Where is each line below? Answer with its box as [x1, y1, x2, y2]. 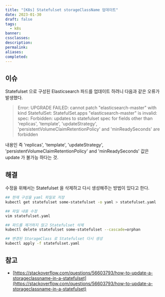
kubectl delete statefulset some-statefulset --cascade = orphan [5, 227, 141, 232]
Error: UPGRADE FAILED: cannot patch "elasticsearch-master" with [17, 105, 157, 111]
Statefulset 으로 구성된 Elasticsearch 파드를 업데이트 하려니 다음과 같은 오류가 [5, 89, 160, 95]
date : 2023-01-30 [5, 12, 42, 17]
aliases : [5, 49, 24, 54]
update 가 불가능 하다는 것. [5, 155, 59, 161]
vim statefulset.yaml [5, 213, 51, 218]
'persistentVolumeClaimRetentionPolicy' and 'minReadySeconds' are [17, 126, 160, 132]
